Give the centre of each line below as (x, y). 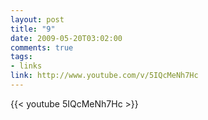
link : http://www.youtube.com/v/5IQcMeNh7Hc (104, 76)
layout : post (37, 19)
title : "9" (33, 29)
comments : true (42, 47)
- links (26, 66)
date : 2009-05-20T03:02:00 (66, 38)
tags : (21, 57)
